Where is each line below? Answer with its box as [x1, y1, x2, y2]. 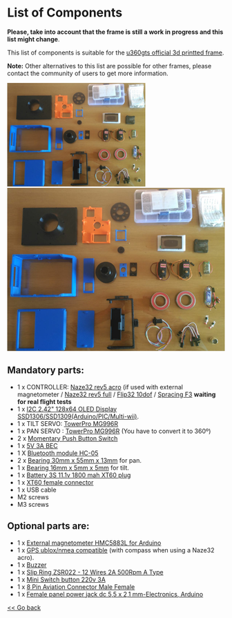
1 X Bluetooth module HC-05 [17, 449, 99, 457]
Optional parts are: [7, 520, 90, 532]
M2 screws [17, 492, 50, 501]
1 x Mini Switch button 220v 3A [17, 575, 106, 583]
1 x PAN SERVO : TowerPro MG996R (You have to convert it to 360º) [17, 427, 211, 435]
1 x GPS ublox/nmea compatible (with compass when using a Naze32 [17, 545, 215, 554]
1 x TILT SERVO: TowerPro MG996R [17, 419, 119, 427]
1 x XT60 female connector [17, 478, 94, 486]
